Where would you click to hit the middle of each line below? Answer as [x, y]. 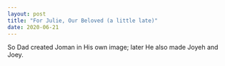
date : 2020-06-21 [33, 27]
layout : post [27, 14]
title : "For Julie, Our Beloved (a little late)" [83, 21]
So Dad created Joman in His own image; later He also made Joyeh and [113, 48]
